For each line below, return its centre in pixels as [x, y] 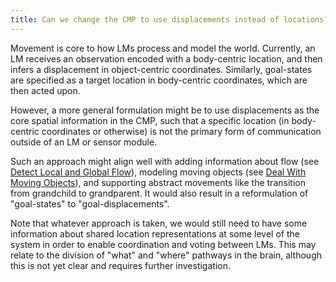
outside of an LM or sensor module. [84, 142]
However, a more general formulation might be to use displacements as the [165, 110]
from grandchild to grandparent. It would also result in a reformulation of [159, 193]
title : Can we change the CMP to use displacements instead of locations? [169, 19]
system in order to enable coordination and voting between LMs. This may [163, 244]
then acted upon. [45, 90]
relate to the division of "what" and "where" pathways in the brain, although [166, 255]
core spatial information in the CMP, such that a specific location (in [150, 120]
